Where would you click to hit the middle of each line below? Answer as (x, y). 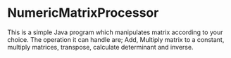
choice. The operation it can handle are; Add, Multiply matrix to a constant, (116, 39)
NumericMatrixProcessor (83, 13)
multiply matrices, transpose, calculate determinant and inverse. (100, 47)
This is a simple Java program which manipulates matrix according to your (115, 32)
